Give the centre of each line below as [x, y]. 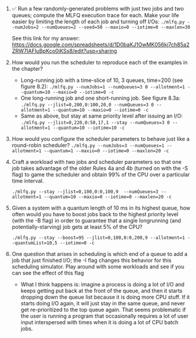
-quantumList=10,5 [34, 243]
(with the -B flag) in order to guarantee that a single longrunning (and [96, 220]
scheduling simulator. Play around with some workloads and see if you [98, 266]
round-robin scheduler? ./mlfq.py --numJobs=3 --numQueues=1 [88, 145]
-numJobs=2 [25, 27]
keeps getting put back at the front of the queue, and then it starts [102, 291]
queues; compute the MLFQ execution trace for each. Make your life [95, 15]
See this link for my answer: [46, 38]
